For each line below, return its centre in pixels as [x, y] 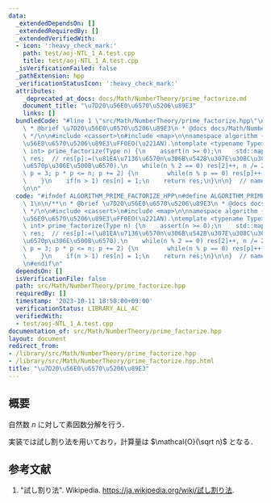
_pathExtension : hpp [50, 76]
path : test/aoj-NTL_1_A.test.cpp [79, 53]
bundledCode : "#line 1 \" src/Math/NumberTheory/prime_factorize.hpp [133, 121]
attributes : [36, 91]
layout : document [38, 339]
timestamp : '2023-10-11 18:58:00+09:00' [84, 301]
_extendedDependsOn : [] [55, 23]
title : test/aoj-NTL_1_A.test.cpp [81, 61]
